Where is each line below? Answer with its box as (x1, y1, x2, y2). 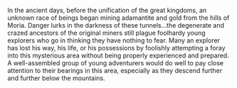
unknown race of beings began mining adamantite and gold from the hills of (7, 13, 230, 22)
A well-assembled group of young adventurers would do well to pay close (7, 59, 224, 67)
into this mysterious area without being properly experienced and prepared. (7, 51, 229, 60)
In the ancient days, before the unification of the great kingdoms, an (7, 6, 207, 14)
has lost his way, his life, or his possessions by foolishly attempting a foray (7, 44, 226, 52)
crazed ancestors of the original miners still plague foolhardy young (7, 28, 206, 37)
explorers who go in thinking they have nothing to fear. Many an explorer (7, 36, 221, 45)
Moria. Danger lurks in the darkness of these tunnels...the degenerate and (7, 21, 225, 29)
